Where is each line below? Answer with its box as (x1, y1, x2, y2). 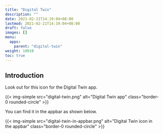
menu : (5, 35, 16, 40)
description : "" (5, 12, 38, 17)
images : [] (5, 30, 27, 35)
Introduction (5, 71, 44, 79)
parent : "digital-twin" (14, 44, 63, 49)
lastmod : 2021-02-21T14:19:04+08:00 (5, 21, 80, 26)
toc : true (5, 53, 26, 58)
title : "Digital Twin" (5, 7, 52, 12)
